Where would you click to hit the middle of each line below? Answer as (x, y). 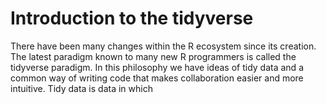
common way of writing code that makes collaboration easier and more (157, 78)
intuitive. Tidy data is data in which (81, 88)
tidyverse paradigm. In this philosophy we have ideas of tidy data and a (157, 67)
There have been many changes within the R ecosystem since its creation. (163, 46)
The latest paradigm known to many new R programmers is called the (153, 56)
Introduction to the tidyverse (132, 18)
